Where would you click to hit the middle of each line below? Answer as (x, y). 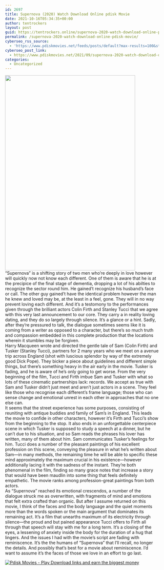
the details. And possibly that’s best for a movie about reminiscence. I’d (77, 548)
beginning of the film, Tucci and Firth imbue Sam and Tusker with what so (79, 377)
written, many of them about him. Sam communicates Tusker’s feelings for (80, 439)
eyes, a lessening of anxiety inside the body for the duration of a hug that (79, 532)
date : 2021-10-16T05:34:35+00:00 (39, 19)
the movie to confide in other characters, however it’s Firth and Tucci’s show (82, 418)
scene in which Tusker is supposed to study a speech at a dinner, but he (78, 429)
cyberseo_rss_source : (27, 41)
